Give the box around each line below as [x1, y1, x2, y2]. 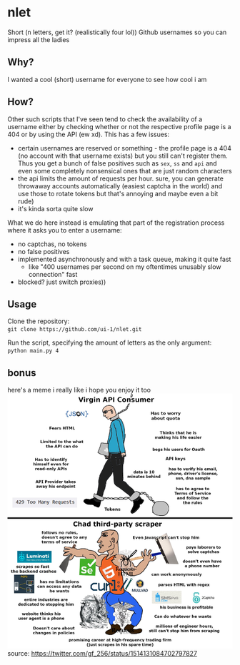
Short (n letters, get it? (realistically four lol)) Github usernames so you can [7, 28, 227, 36]
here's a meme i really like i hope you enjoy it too [7, 386, 151, 395]
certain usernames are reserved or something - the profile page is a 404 [17, 143, 232, 152]
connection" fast [28, 270, 78, 278]
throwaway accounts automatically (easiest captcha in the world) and [17, 181, 223, 190]
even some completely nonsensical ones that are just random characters [17, 166, 232, 175]
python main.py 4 [7, 347, 59, 355]
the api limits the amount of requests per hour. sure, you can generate [17, 174, 224, 183]
